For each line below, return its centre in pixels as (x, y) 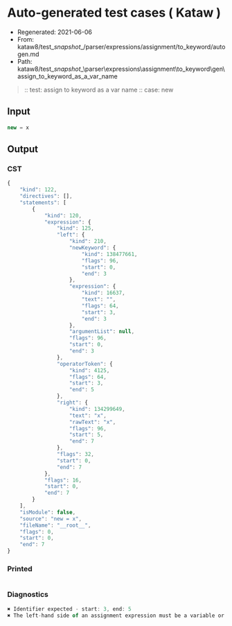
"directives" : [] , (46, 196)
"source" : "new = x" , (51, 518)
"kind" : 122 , (38, 190)
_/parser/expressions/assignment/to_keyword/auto (153, 46)
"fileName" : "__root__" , (55, 525)
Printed (20, 568)
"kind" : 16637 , (104, 293)
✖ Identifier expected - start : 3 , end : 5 (69, 609)
